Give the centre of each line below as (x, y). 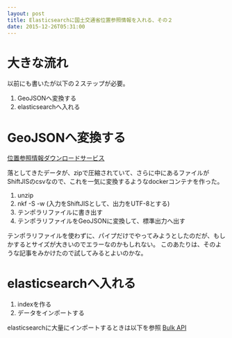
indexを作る (34, 304)
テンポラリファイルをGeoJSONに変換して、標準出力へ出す (101, 221)
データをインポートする (51, 313)
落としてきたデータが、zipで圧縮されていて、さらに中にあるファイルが (108, 173)
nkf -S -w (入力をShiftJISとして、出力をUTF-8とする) (93, 204)
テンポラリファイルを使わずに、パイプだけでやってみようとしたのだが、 (110, 236)
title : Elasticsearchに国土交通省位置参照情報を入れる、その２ (90, 20)
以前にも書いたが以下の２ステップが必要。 (68, 83)
